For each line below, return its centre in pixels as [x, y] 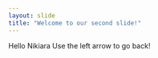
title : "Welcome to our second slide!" [75, 23]
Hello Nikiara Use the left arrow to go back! [79, 45]
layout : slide [32, 15]
